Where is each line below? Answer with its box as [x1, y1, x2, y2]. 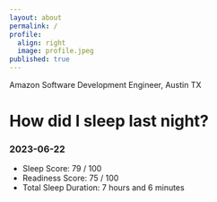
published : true [9, 55, 70, 64]
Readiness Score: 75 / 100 [22, 172, 119, 184]
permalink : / [9, 22, 58, 31]
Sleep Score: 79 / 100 [22, 163, 102, 174]
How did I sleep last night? [9, 111, 209, 131]
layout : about [9, 13, 63, 22]
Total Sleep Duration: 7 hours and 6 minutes [22, 182, 186, 193]
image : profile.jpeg [17, 47, 94, 56]
